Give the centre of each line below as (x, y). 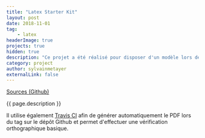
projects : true (26, 46)
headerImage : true (30, 40)
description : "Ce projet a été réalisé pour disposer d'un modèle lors (99, 57)
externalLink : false (33, 74)
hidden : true (23, 52)
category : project (30, 63)
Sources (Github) (28, 92)
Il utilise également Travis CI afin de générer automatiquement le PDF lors (99, 115)
